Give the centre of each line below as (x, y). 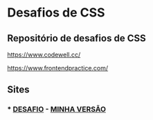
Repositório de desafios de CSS (77, 38)
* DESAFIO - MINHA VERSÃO (56, 110)
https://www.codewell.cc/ (44, 54)
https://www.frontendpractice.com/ (58, 68)
